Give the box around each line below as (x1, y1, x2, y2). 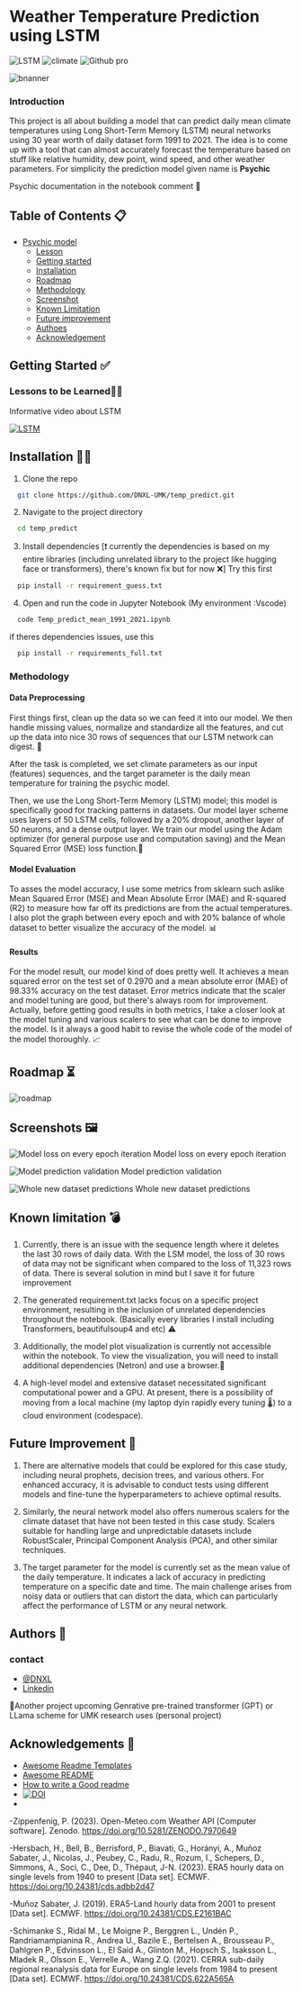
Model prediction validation (120, 1166, 222, 1177)
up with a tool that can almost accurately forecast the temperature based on (9, 144, 291, 155)
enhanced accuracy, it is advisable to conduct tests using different (22, 1479, 270, 1490)
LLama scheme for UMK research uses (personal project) (9, 1710, 222, 1721)
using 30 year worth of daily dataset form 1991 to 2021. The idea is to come (9, 135, 288, 146)
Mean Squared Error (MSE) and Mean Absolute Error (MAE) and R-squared (9, 893, 287, 904)
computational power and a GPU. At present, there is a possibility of (22, 1386, 274, 1397)
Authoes (35, 322, 67, 334)
